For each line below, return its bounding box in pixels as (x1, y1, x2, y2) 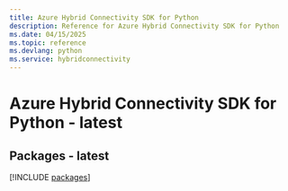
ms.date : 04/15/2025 (9, 30, 87, 39)
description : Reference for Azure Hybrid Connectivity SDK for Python (9, 22, 280, 30)
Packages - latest (9, 148, 110, 163)
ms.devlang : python (9, 47, 83, 56)
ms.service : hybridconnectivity (9, 55, 130, 64)
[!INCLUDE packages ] (9, 172, 91, 182)
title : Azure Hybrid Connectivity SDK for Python (9, 13, 200, 22)
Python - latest (9, 113, 123, 133)
